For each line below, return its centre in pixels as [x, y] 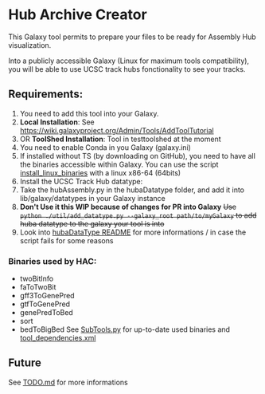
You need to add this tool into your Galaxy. [89, 113]
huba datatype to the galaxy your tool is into [92, 223]
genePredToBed [46, 313]
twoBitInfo [37, 279]
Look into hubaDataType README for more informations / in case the [133, 232]
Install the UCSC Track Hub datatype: [81, 181]
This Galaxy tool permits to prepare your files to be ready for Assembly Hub [132, 37]
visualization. [30, 45]
